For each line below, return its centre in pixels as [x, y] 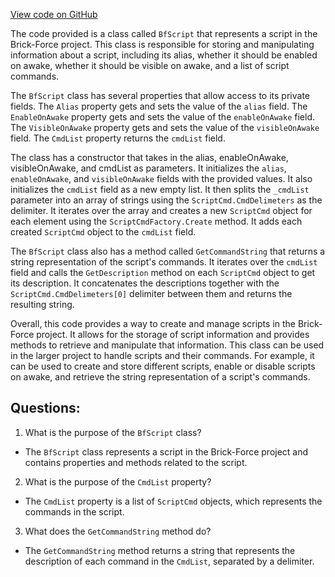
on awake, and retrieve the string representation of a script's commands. [160, 377]
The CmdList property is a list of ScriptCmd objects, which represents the [173, 501]
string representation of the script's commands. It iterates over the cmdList [164, 262]
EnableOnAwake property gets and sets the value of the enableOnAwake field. [162, 117]
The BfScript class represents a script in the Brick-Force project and [166, 451]
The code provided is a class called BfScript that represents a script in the [164, 33]
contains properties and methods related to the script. [136, 462]
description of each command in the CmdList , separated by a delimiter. [169, 561]
